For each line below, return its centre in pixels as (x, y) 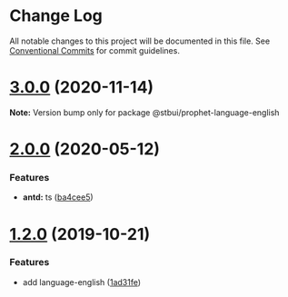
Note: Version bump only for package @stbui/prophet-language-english (144, 112)
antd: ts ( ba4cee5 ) (58, 197)
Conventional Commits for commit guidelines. (94, 50)
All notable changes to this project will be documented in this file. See (140, 41)
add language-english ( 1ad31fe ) (82, 282)
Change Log (56, 16)
